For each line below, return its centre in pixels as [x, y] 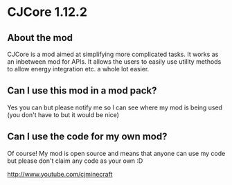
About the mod [40, 38]
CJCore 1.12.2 [47, 12]
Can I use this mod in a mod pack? [82, 91]
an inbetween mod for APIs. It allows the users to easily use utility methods [114, 62]
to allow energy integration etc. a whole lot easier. [78, 69]
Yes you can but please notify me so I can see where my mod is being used [115, 107]
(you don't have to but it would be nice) [63, 114]
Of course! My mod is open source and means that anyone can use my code [116, 153]
